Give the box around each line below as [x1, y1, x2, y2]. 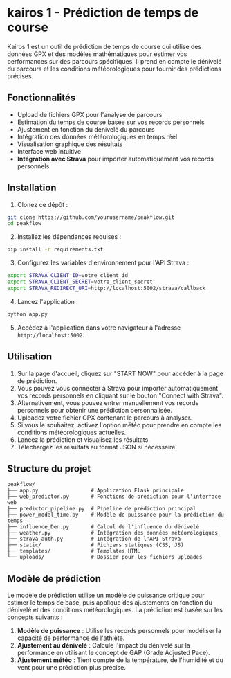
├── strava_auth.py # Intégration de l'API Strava [7, 535, 181, 543]
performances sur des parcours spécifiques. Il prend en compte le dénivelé [7, 57, 223, 65]
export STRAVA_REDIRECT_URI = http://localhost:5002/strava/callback [7, 285, 206, 292]
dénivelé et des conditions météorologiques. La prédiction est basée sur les [7, 606, 223, 614]
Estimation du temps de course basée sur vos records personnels [17, 118, 205, 126]
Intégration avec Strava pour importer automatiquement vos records [17, 154, 214, 163]
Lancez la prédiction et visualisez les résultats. [17, 435, 150, 444]
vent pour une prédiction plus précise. [17, 663, 127, 672]
